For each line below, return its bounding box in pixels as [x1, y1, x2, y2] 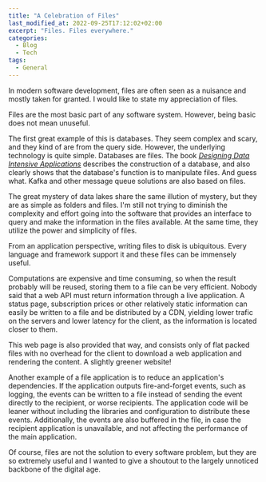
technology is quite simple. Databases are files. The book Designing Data [8, 150, 250, 160]
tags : [8, 57, 26, 65]
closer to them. [8, 325, 58, 334]
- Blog [15, 42, 38, 50]
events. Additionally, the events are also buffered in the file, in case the [8, 415, 241, 424]
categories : [8, 34, 48, 42]
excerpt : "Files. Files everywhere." [8, 26, 134, 34]
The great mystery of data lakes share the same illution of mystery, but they [8, 191, 257, 201]
